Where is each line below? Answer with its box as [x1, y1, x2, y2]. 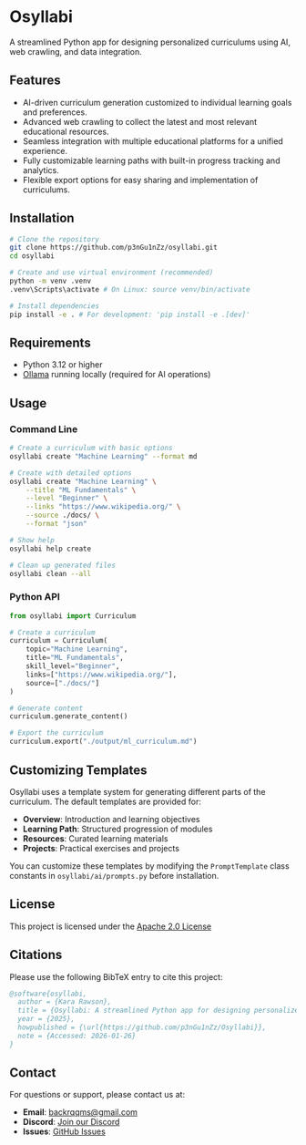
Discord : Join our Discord [22, 1117, 120, 1128]
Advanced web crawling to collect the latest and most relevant [22, 116, 258, 127]
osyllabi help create [9, 544, 92, 553]
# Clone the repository [9, 234, 100, 243]
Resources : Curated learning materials [22, 832, 168, 844]
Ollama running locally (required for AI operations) [22, 369, 211, 380]
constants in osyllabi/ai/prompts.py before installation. [9, 870, 219, 881]
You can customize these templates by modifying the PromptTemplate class [9, 860, 290, 872]
